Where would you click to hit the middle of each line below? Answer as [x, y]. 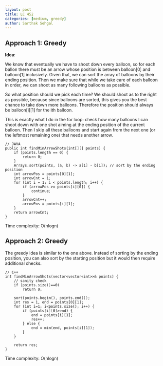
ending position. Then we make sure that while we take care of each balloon [81, 80]
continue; [41, 191]
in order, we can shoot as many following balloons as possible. [68, 85]
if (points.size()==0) [37, 285]
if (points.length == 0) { [41, 153]
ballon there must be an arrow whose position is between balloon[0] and [78, 69]
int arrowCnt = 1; [32, 178]
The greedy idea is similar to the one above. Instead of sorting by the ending [81, 253]
